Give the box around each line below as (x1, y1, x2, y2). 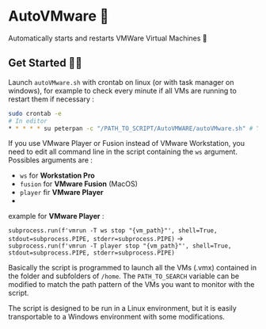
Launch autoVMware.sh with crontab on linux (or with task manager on (8, 77, 235, 86)
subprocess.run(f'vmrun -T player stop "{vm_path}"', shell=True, (8, 242, 232, 251)
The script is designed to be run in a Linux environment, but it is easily (8, 304, 237, 313)
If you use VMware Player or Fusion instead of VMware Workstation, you (8, 139, 245, 148)
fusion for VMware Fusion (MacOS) (19, 179, 139, 189)
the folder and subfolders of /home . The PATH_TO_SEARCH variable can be (8, 271, 240, 281)
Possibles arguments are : (8, 155, 93, 165)
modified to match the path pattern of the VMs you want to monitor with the (8, 280, 255, 289)
